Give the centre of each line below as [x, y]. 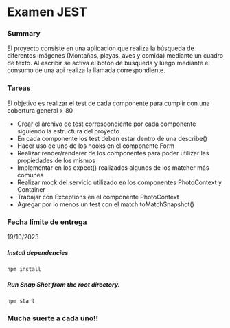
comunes [30, 175]
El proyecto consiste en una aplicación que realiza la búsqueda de [101, 48]
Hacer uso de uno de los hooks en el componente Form [96, 146]
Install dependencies [38, 252]
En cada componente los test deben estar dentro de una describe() [112, 138]
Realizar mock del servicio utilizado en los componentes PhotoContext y [119, 182]
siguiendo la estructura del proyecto [68, 131]
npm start [21, 301]
